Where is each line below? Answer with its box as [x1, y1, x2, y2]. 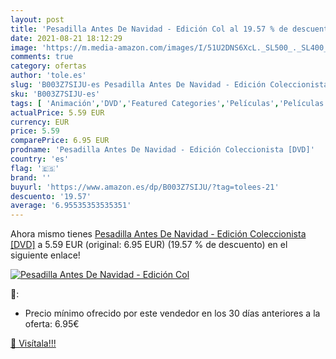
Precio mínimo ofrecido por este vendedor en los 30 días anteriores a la [24, 307, 321, 320]
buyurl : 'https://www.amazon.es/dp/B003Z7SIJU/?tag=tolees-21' [10, 182, 280, 192]
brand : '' [10, 172, 52, 183]
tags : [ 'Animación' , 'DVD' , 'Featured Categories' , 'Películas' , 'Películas [10, 98, 325, 108]
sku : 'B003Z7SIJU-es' [10, 89, 101, 99]
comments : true [10, 52, 74, 62]
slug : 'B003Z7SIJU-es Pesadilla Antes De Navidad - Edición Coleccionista [10, 80, 329, 90]
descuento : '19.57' [10, 191, 92, 201]
